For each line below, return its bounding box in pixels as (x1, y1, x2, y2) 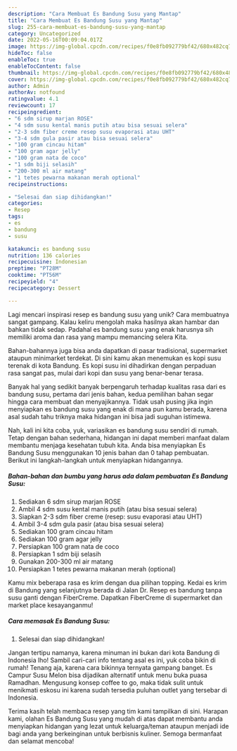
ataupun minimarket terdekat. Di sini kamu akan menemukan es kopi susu (8, 354, 222, 362)
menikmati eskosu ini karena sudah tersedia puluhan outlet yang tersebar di (8, 685, 227, 694)
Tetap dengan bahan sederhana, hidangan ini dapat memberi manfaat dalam (8, 433, 229, 442)
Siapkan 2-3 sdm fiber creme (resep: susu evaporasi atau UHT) (18, 512, 203, 521)
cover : (8, 75, 27, 83)
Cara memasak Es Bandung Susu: (8, 617, 110, 626)
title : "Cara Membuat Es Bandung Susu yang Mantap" (8, 17, 162, 24)
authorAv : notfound (8, 89, 65, 96)
